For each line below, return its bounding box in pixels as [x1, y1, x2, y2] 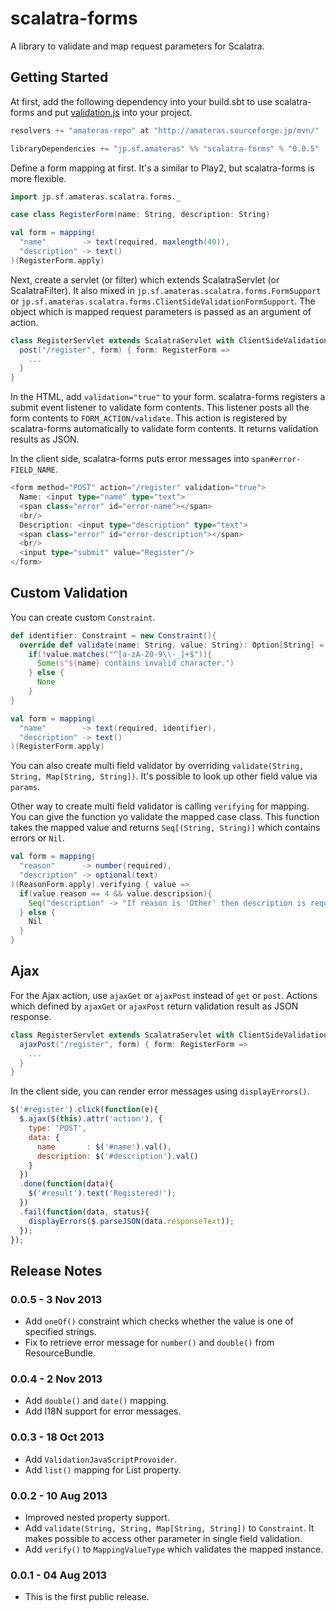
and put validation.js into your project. [36, 106, 193, 118]
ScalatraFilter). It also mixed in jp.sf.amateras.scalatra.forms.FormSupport [10, 284, 322, 296]
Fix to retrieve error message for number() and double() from [24, 1337, 275, 1349]
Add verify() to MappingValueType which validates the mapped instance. [24, 1543, 324, 1555]
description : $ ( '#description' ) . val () [36, 1151, 199, 1161]
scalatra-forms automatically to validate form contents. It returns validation [10, 423, 319, 435]
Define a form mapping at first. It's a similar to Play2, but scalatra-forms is [10, 162, 315, 174]
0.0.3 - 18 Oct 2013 [10, 1430, 105, 1444]
